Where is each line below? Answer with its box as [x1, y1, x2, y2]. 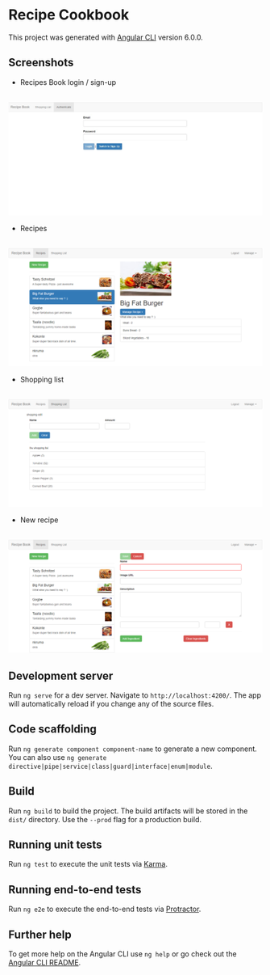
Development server [8, 669, 114, 682]
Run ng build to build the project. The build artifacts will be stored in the [8, 806, 248, 816]
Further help [8, 927, 73, 941]
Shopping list [19, 374, 64, 385]
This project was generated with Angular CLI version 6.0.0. [8, 32, 203, 42]
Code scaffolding [8, 722, 97, 737]
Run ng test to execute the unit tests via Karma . [8, 859, 168, 869]
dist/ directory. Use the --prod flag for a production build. [8, 814, 201, 824]
